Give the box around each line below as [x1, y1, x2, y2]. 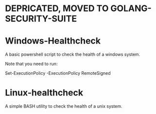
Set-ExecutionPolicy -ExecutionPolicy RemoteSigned [5, 70, 111, 76]
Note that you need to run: [5, 61, 58, 67]
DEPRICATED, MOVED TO [5, 3, 109, 14]
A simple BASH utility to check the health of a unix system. [5, 103, 122, 109]
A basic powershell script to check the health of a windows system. [5, 51, 140, 57]
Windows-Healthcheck [5, 35, 101, 47]
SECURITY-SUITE [5, 13, 77, 24]
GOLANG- [110, 3, 152, 14]
